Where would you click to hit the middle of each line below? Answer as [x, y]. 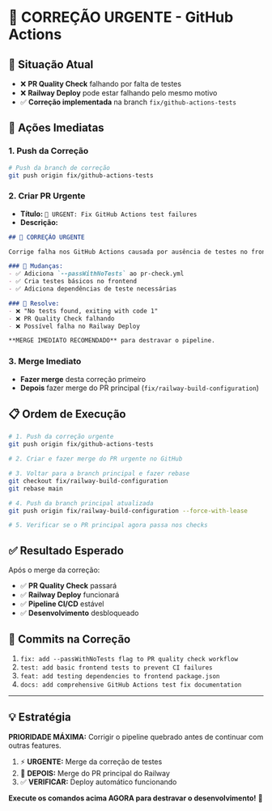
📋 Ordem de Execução [67, 414]
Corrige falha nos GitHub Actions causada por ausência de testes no [128, 252]
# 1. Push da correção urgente [61, 437]
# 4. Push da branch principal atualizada [81, 503]
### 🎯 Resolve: [34, 304]
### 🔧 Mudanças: [36, 266]
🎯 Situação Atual [51, 64]
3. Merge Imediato [45, 362]
